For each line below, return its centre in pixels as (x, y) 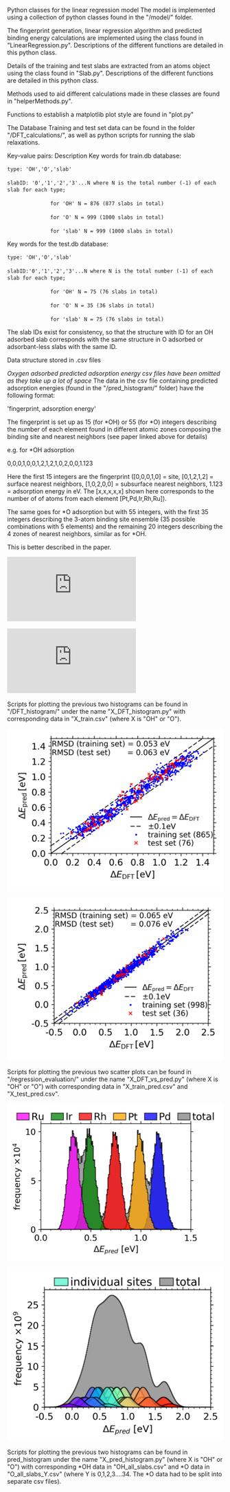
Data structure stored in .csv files (54, 360)
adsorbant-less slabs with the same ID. (62, 347)
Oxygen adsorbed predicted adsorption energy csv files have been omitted (114, 373)
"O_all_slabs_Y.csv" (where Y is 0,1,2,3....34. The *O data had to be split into (115, 1474)
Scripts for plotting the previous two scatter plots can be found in (99, 1072)
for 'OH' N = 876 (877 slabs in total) (107, 204)
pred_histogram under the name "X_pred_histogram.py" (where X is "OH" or (115, 1460)
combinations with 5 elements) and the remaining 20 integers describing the (115, 526)
